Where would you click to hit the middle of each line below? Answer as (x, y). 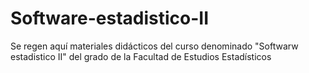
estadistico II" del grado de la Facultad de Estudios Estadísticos (141, 56)
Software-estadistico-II (110, 18)
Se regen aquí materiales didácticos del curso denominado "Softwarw (154, 46)
